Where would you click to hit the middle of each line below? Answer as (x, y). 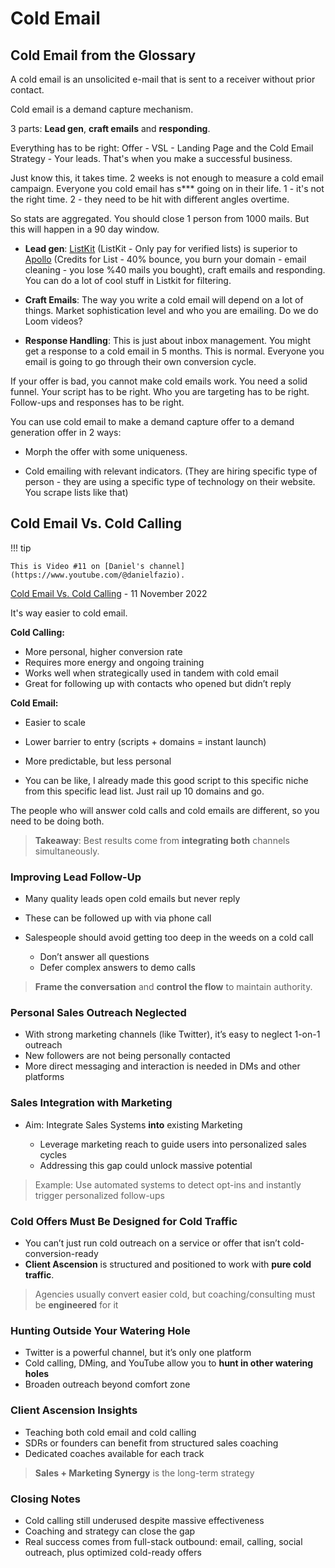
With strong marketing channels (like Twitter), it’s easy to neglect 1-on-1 (172, 1034)
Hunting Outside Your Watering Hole (100, 1330)
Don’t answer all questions (94, 957)
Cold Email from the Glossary (103, 55)
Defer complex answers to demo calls (117, 968)
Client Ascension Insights (74, 1410)
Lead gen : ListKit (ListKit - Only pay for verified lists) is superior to (161, 248)
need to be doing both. (57, 821)
